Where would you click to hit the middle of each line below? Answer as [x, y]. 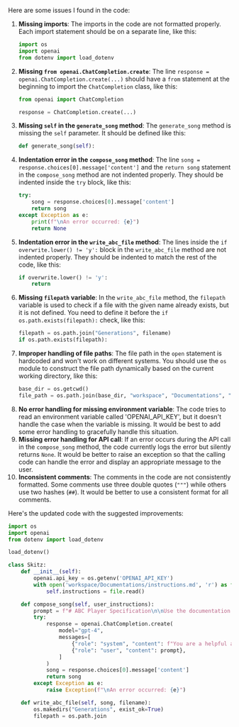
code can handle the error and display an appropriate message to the [120, 462]
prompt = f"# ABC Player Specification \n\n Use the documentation [132, 611]
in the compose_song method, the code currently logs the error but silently [124, 447]
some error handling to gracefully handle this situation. [98, 431]
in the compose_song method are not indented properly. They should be [121, 175]
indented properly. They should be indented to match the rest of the [117, 257]
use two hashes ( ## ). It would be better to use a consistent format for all [123, 492]
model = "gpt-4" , [81, 631]
